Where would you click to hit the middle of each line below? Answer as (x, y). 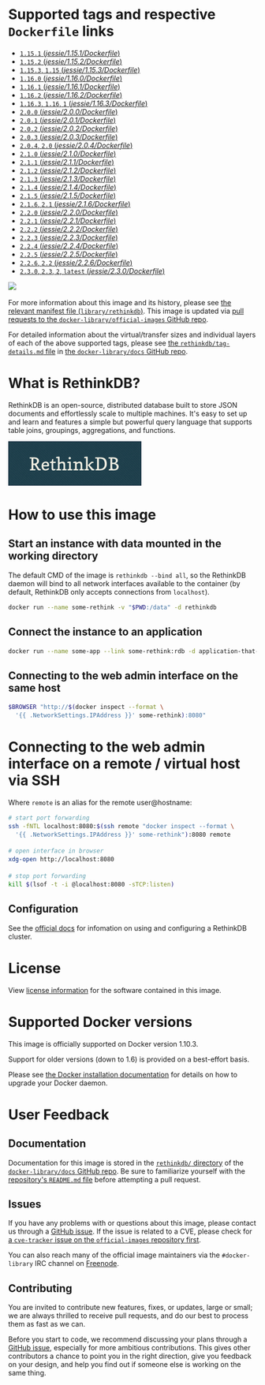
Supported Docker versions (101, 1022)
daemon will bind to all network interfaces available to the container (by (124, 583)
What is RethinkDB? (74, 383)
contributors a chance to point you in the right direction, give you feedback (130, 1356)
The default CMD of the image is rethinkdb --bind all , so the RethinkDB (127, 575)
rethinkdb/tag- (205, 343)
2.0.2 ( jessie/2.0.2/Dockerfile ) (69, 129)
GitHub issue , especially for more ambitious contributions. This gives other (129, 1348)
